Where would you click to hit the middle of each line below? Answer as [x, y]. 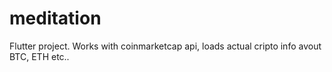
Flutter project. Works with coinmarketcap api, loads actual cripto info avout [165, 46]
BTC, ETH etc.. [39, 56]
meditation [55, 18]
